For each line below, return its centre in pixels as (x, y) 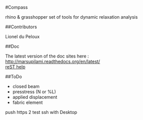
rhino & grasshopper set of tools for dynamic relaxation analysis (71, 17)
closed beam (26, 86)
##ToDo (14, 77)
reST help (15, 67)
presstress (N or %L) (34, 92)
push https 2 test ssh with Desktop (41, 112)
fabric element (27, 102)
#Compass (17, 7)
